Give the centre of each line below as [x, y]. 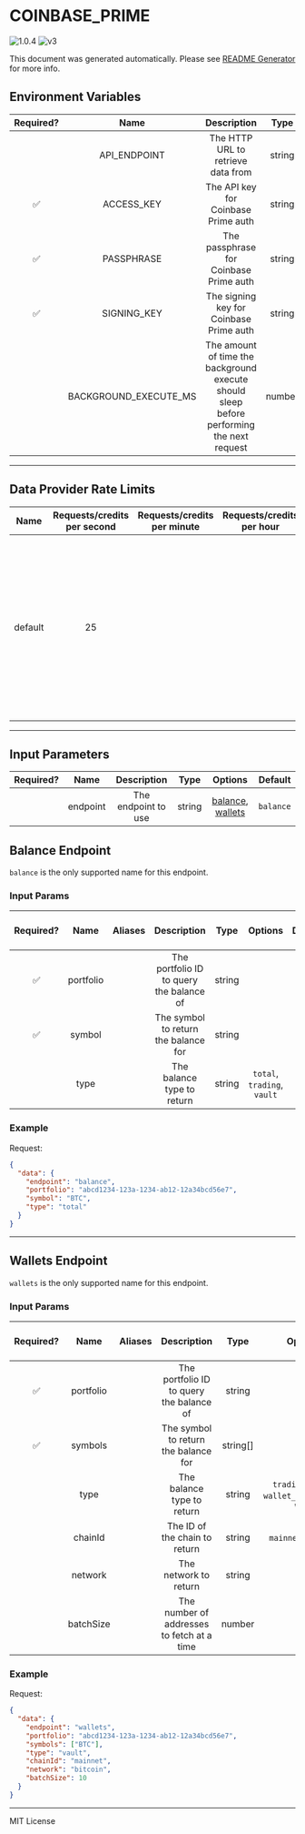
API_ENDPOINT [132, 155]
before [231, 413]
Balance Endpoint [60, 851]
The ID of [187, 1525]
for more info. [35, 68]
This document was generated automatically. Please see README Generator [152, 58]
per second [91, 526]
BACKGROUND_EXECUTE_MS [132, 396]
